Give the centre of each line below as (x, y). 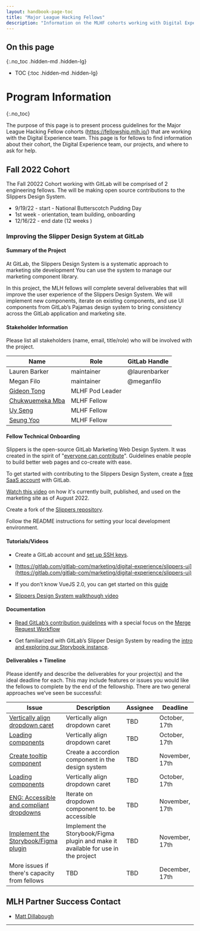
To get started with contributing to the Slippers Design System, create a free (100, 474)
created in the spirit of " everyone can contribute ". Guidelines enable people (99, 456)
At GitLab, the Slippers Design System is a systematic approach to (87, 264)
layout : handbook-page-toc (40, 12)
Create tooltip (28, 756)
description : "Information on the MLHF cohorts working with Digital (94, 23)
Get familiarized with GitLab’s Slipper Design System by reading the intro (104, 641)
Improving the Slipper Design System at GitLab (75, 236)
